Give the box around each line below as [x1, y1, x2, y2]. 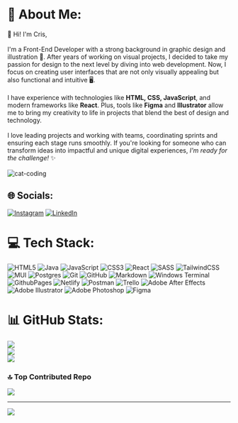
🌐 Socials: [7, 189, 54, 202]
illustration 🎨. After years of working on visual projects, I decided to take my [7, 53, 229, 61]
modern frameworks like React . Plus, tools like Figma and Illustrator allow [7, 101, 224, 109]
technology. [7, 116, 42, 124]
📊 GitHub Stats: [7, 312, 104, 328]
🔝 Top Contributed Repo [7, 372, 92, 382]
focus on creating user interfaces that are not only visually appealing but [7, 67, 220, 76]
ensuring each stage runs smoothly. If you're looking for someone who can [7, 138, 227, 147]
